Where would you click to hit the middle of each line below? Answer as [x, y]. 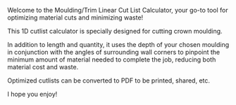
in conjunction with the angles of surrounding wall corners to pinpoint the [114, 52]
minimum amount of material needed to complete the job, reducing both [112, 59]
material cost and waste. [43, 67]
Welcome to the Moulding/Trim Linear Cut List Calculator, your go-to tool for [118, 10]
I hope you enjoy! [32, 94]
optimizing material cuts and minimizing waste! [75, 17]
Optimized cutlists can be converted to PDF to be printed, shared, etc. [108, 80]
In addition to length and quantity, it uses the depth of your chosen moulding [118, 44]
